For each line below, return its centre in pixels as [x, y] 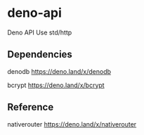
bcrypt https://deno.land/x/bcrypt [56, 85]
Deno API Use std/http [40, 32]
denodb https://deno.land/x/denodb [59, 71]
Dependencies [40, 54]
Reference [31, 107]
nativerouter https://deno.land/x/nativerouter [72, 124]
